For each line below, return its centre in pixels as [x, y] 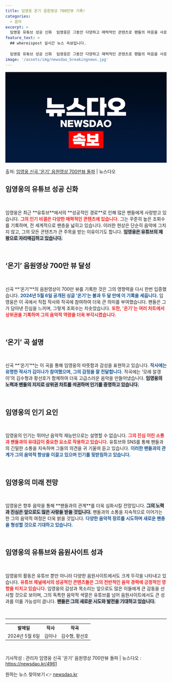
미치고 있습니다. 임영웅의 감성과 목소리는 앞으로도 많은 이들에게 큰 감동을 [87, 588]
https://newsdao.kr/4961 [31, 664]
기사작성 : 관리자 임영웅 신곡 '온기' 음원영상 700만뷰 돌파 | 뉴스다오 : [73, 658]
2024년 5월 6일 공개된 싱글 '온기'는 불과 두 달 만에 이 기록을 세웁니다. [89, 295]
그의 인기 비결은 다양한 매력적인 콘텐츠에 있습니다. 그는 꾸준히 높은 [86, 219]
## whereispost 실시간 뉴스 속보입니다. [48, 44]
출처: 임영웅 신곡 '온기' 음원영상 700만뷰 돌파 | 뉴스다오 [61, 171]
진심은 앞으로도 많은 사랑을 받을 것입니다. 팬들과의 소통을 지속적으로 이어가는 [87, 512]
